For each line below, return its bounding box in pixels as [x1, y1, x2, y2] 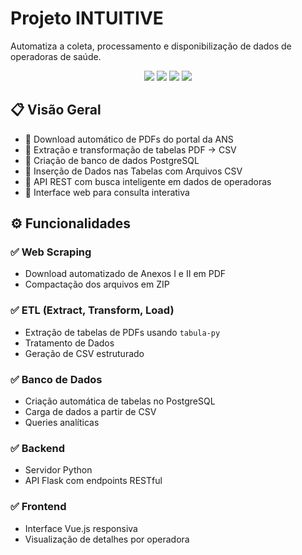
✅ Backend [10, 441, 66, 455]
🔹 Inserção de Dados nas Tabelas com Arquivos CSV [24, 165, 243, 177]
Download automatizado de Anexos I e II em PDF [24, 268, 227, 280]
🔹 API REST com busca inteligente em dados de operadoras [24, 175, 272, 187]
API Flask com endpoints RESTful [24, 475, 163, 487]
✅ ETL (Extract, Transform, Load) [10, 303, 175, 317]
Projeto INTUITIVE [10, 7, 164, 30]
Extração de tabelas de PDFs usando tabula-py [24, 326, 221, 338]
